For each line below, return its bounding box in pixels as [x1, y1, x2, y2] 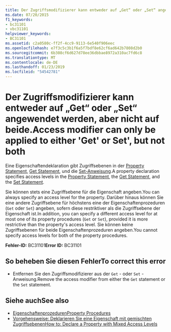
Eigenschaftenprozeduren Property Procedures [12, 310, 111, 316]
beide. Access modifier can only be [5, 124, 156, 136]
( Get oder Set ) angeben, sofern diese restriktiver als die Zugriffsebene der [5, 205, 161, 211]
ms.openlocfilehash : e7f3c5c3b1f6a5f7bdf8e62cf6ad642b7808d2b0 [5, 46, 142, 51]
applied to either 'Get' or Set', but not [5, 135, 165, 146]
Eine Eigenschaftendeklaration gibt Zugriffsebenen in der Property [5, 162, 145, 169]
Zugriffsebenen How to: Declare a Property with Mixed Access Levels [12, 321, 158, 327]
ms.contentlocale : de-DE [5, 60, 58, 65]
